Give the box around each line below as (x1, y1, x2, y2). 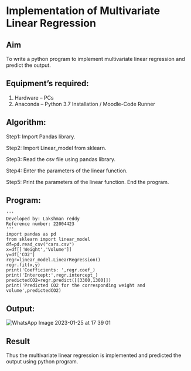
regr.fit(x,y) (6, 262, 41, 268)
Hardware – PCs (14, 94, 54, 101)
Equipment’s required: (6, 79, 89, 89)
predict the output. (6, 62, 51, 69)
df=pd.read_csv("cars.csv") (6, 241, 75, 247)
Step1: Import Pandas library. (6, 133, 76, 140)
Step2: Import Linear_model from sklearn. (6, 144, 107, 151)
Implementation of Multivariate (6, 4, 160, 18)
